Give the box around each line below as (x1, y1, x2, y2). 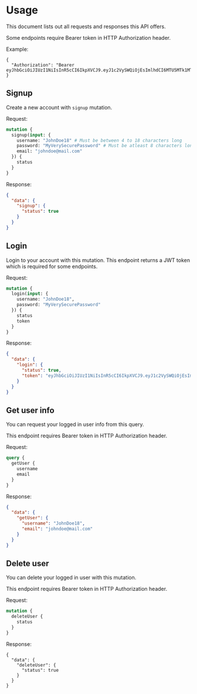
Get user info (6, 405, 55, 415)
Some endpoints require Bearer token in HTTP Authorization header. (6, 34, 171, 41)
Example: (6, 45, 29, 53)
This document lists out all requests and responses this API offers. (6, 23, 166, 30)
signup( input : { (11, 132, 51, 138)
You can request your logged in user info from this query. (6, 421, 145, 428)
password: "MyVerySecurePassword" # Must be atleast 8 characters (16, 143, 182, 149)
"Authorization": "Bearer (11, 62, 75, 68)
